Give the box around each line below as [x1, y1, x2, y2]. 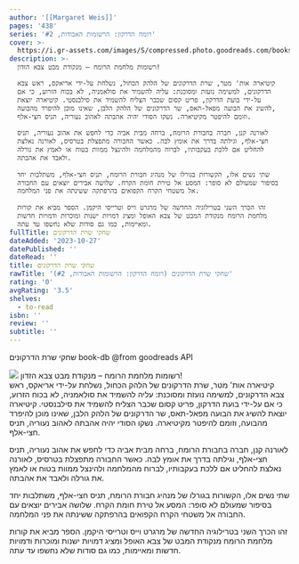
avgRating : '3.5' [9, 286, 74, 295]
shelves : [9, 294, 42, 303]
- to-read [17, 302, 53, 312]
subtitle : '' [9, 327, 58, 337]
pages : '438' [9, 21, 58, 30]
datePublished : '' [9, 244, 77, 254]
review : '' [9, 319, 50, 328]
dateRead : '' [9, 253, 58, 262]
